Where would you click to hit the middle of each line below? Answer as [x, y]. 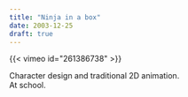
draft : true [31, 34]
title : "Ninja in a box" [55, 17]
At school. [27, 86]
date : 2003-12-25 [41, 26]
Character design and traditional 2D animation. [94, 76]
